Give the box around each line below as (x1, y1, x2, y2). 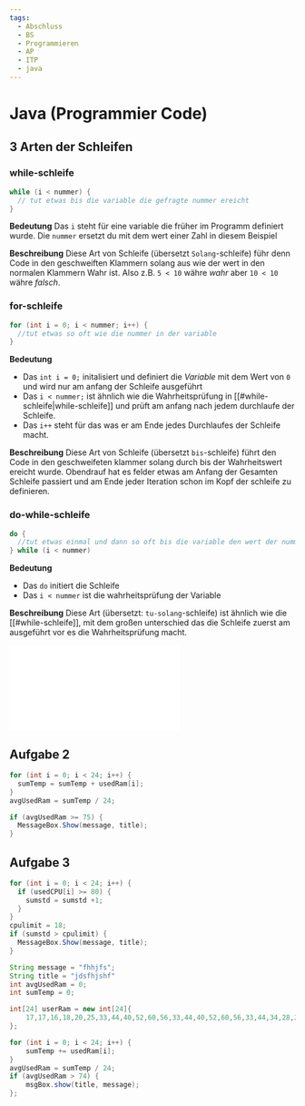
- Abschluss (17, 22, 64, 31)
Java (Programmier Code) (9, 104, 208, 124)
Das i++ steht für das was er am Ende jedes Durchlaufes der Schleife (22, 420, 281, 431)
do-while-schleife (9, 509, 91, 522)
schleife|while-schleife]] (22, 401, 113, 411)
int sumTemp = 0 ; (9, 989, 75, 998)
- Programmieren (17, 38, 79, 48)
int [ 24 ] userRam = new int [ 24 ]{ (9, 1005, 132, 1014)
